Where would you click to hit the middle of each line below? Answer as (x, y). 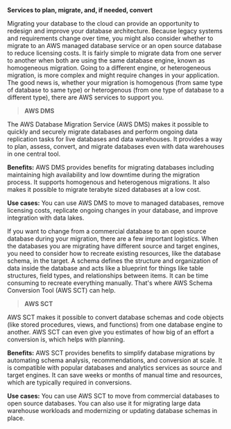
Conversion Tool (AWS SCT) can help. (61, 290)
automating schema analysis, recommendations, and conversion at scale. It (115, 360)
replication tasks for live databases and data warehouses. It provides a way (115, 139)
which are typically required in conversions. (69, 382)
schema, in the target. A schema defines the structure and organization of (113, 261)
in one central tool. (34, 154)
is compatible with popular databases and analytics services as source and (114, 367)
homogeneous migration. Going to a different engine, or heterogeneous (109, 68)
